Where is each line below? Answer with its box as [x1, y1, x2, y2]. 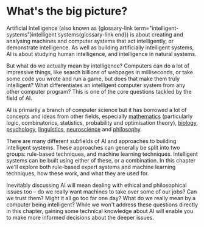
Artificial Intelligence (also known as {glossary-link [6, 24, 133, 32]
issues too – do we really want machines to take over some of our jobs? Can [6, 187, 197, 195]
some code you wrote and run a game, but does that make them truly [6, 75, 180, 82]
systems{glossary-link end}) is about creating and [57, 30, 184, 38]
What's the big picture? [6, 4, 128, 18]
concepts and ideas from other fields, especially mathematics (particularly [6, 113, 193, 120]
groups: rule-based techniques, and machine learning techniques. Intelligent [6, 150, 198, 158]
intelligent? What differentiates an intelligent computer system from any [6, 81, 186, 89]
